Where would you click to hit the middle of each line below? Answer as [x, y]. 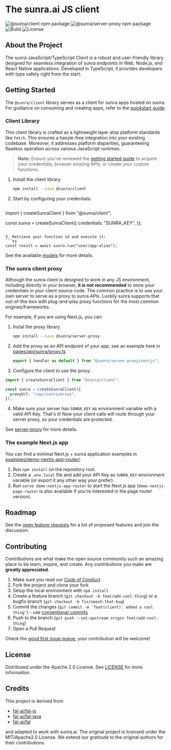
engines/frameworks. [28, 307]
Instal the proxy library [36, 327]
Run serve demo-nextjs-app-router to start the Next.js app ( [76, 485]
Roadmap [21, 512]
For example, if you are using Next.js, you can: [54, 317]
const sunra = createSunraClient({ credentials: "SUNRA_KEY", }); [74, 223]
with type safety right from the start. [43, 74]
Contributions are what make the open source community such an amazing [84, 559]
